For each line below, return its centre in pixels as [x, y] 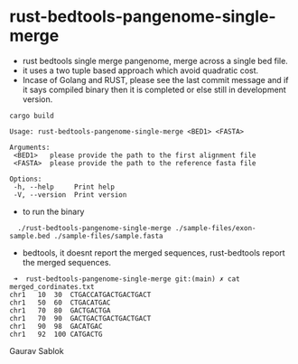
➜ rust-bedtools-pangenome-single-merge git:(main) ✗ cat [127, 279]
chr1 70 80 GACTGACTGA [60, 310]
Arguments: [30, 147]
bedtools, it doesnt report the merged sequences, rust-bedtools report [154, 252]
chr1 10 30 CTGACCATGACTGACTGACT [80, 294]
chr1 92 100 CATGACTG [56, 334]
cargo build [32, 116]
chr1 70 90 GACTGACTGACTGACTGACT [80, 318]
